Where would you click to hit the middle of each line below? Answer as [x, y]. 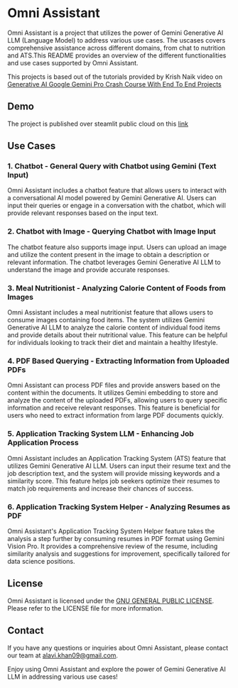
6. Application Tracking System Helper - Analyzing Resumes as [119, 507]
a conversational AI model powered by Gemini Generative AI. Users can [112, 198]
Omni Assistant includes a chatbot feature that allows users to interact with [117, 190]
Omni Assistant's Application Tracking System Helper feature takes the [111, 531]
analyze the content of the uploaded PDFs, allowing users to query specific [118, 400]
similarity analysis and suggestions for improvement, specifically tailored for [119, 553]
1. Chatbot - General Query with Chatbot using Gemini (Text [112, 166]
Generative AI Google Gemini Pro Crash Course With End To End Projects [114, 84]
